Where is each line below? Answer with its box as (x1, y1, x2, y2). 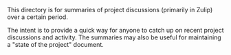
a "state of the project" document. (7, 41, 104, 48)
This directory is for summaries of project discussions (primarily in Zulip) (7, 6, 213, 14)
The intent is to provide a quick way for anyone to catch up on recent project (7, 26, 224, 34)
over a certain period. (7, 13, 69, 21)
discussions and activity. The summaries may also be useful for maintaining (7, 33, 221, 41)
